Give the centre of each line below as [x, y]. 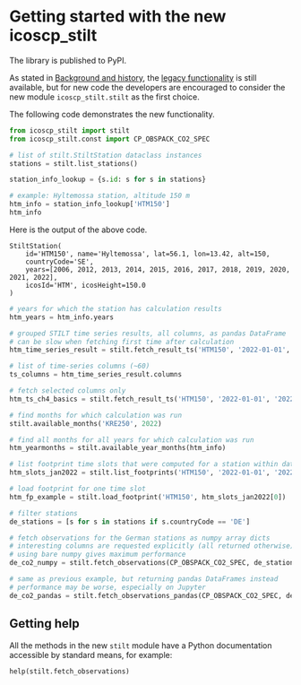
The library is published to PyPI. [68, 60]
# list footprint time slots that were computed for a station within [144, 464]
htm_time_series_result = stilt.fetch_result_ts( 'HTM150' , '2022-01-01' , [150, 350]
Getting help [44, 624]
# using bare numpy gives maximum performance [98, 555]
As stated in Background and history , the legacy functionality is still [133, 77]
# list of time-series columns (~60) [80, 366]
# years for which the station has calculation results [116, 308]
